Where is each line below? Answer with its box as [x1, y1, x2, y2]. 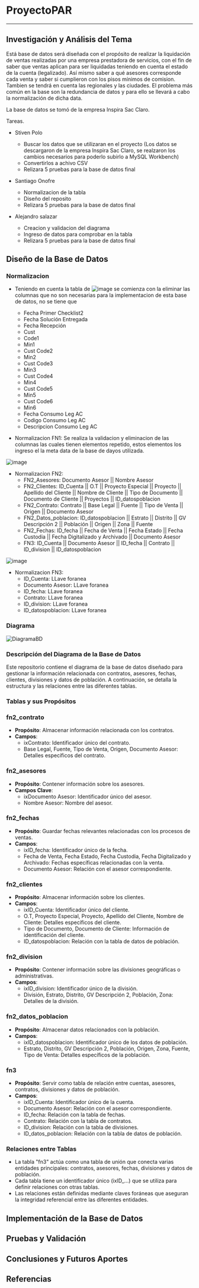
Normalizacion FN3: [14, 569, 64, 576]
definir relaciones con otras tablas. [14, 1183, 99, 1191]
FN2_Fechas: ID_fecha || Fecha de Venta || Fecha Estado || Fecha [23, 527, 184, 534]
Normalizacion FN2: [14, 470, 64, 477]
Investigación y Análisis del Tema [6, 34, 132, 45]
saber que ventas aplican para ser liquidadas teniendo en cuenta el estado [6, 63, 188, 70]
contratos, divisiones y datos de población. [14, 1086, 120, 1093]
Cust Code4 [23, 372, 53, 380]
